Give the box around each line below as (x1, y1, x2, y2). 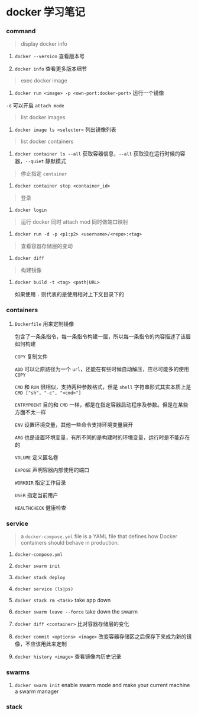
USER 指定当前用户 (14, 491, 59, 498)
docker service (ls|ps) (14, 586, 74, 592)
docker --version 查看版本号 (14, 53, 85, 60)
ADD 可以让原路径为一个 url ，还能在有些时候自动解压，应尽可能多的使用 (14, 366, 189, 373)
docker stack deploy (14, 575, 66, 581)
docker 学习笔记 (6, 5, 86, 19)
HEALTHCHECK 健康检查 (14, 504, 67, 511)
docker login (14, 207, 47, 214)
